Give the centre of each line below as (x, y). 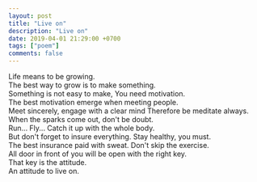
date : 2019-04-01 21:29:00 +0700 (65, 38)
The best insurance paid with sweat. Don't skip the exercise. (109, 145)
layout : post (30, 16)
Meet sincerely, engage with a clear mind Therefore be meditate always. (128, 111)
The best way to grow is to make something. (82, 85)
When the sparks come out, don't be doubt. (81, 119)
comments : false (36, 53)
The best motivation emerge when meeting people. (93, 102)
